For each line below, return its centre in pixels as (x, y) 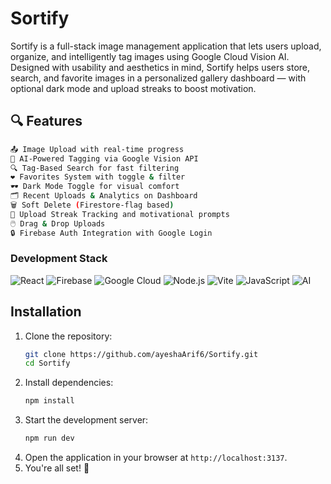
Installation (46, 312)
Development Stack (59, 259)
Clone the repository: (68, 336)
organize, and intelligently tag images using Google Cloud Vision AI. (150, 56)
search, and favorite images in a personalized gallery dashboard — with (158, 78)
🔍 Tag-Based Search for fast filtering (95, 168)
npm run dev (49, 438)
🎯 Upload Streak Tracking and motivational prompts (120, 214)
